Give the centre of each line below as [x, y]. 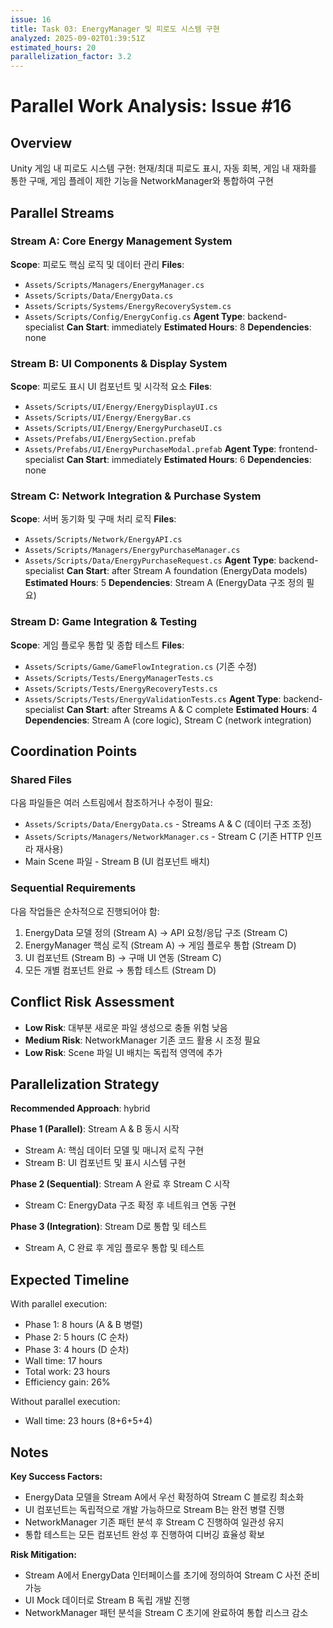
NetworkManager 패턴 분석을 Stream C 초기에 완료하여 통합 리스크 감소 [166, 1612]
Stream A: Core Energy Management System [121, 241]
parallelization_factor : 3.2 [71, 57]
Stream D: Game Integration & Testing [104, 622]
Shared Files [41, 780]
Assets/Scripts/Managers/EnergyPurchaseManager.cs [132, 551]
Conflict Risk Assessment [92, 1002]
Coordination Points [74, 751]
